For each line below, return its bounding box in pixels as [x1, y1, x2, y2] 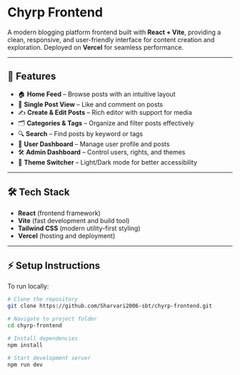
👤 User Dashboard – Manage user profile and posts [17, 140, 170, 148]
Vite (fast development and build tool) [17, 216, 130, 225]
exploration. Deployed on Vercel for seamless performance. [7, 43, 184, 51]
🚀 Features [7, 71, 56, 83]
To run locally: [7, 282, 49, 291]
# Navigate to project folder [7, 315, 98, 323]
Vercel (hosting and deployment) [17, 231, 116, 240]
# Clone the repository [7, 296, 79, 303]
